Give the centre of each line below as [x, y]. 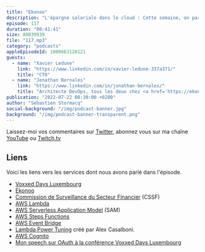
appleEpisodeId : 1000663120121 [46, 52]
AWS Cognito [32, 236]
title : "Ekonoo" [27, 12]
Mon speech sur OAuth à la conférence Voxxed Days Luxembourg [98, 243]
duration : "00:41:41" [34, 29]
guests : [16, 57]
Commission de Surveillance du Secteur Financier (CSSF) [88, 197]
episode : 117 [23, 23]
